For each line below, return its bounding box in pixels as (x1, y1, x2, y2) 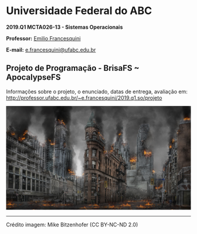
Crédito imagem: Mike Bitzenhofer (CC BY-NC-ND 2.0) (6, 221, 138, 228)
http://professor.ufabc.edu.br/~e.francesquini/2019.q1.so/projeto (6, 94, 162, 101)
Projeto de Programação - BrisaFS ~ (6, 63, 140, 73)
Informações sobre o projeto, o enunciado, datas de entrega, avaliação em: (6, 88, 188, 95)
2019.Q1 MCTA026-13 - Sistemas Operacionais (6, 23, 123, 30)
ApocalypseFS (6, 72, 61, 83)
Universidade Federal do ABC (6, 4, 152, 18)
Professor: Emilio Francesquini (6, 35, 81, 42)
